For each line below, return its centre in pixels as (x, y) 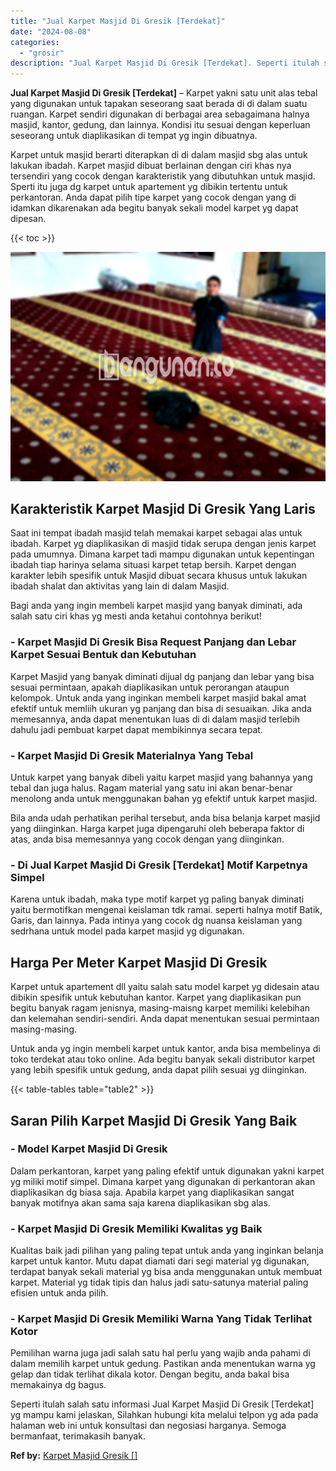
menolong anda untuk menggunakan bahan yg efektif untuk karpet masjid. (164, 799)
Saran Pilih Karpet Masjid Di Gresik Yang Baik (154, 1120)
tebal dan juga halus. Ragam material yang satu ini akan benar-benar (151, 788)
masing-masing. (43, 1029)
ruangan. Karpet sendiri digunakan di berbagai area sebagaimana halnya (160, 114)
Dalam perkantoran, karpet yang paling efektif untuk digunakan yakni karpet (167, 1171)
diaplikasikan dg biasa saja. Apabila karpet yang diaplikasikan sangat (152, 1192)
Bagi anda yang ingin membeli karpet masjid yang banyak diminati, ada (156, 606)
